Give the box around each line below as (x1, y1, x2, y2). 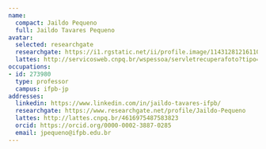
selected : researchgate (15, 41, 93, 49)
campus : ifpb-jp (15, 84, 69, 93)
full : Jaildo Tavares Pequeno (15, 26, 115, 34)
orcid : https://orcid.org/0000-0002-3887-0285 (15, 121, 172, 129)
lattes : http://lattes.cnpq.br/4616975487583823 (15, 114, 179, 122)
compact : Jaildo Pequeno (15, 19, 97, 27)
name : (8, 11, 26, 20)
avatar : (8, 33, 34, 42)
